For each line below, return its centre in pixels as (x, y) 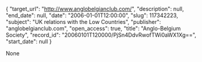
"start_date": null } (29, 41)
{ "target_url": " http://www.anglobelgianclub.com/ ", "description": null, (95, 9)
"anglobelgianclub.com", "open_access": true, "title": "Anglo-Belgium (93, 28)
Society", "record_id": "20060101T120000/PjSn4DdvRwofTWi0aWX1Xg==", (101, 35)
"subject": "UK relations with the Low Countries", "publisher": (83, 22)
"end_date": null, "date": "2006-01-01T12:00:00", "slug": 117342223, (92, 15)
